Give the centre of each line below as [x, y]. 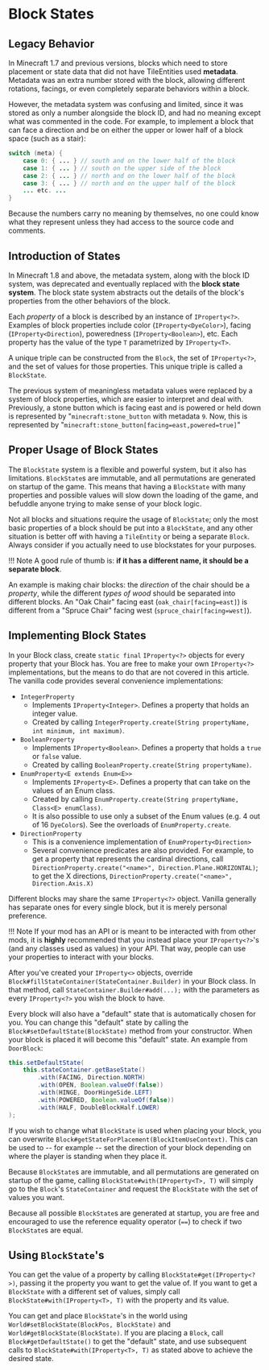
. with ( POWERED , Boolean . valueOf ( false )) [106, 1100]
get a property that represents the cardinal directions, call [128, 859]
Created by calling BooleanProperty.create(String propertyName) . [142, 765]
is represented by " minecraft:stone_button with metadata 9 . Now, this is [128, 416]
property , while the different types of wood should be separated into [122, 593]
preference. [28, 915]
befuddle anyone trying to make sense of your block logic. [105, 503]
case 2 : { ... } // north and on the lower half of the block [129, 175]
